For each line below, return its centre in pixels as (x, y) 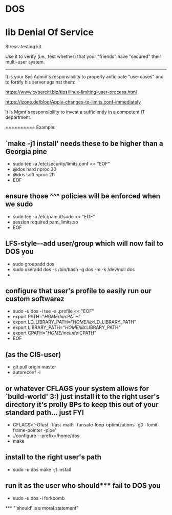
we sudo (19, 204)
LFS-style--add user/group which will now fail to (84, 244)
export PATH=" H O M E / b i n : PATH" (47, 317)
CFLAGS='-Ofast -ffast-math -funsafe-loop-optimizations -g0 (78, 425)
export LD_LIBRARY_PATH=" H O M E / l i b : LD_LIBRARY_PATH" (74, 322)
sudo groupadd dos (34, 264)
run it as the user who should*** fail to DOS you (83, 486)
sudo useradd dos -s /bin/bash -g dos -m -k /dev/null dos (74, 269)
